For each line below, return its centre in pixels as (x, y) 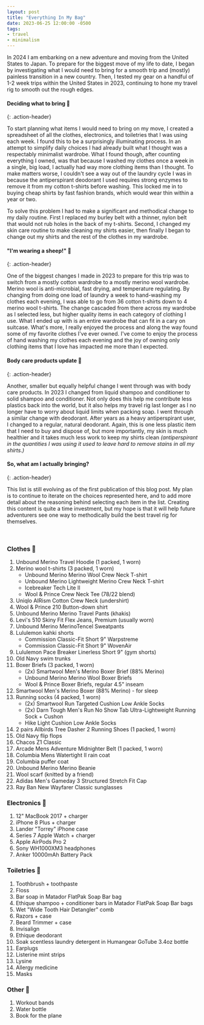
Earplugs (27, 948)
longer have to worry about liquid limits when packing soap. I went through (100, 411)
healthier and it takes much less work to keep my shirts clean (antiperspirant (102, 437)
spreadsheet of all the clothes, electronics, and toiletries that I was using (97, 135)
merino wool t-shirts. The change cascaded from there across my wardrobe (101, 308)
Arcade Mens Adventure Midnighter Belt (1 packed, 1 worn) (89, 749)
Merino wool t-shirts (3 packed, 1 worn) (65, 569)
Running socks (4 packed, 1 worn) (58, 697)
